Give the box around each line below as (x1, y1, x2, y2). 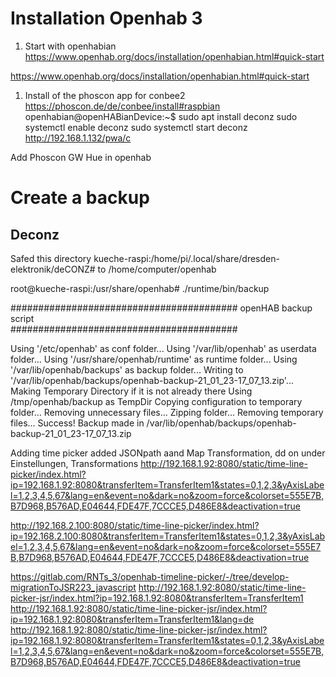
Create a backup (10, 187, 150, 209)
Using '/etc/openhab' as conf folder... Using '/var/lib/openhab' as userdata (10, 342, 317, 354)
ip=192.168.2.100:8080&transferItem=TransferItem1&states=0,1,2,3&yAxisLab (10, 530, 326, 542)
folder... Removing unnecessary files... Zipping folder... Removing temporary (10, 406, 324, 418)
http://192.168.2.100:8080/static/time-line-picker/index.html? (10, 519, 260, 531)
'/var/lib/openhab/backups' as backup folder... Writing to (10, 363, 244, 376)
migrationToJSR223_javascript (10, 581, 137, 593)
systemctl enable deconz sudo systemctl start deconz (24, 121, 248, 133)
